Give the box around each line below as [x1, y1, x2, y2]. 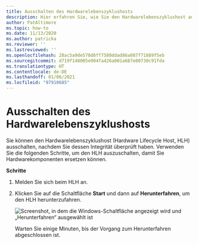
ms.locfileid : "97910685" [6, 80, 70, 86]
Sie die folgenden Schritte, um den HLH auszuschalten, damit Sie [6, 149, 165, 156]
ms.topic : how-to [6, 25, 49, 31]
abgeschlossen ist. [14, 231, 61, 238]
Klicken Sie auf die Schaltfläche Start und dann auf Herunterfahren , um [14, 189, 190, 197]
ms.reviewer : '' [6, 42, 46, 48]
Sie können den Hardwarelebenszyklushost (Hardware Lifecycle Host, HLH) [6, 136, 190, 144]
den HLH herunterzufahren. [14, 196, 82, 203]
